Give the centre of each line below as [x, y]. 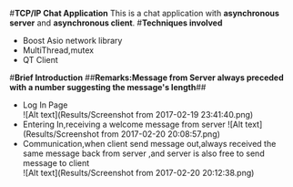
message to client [56, 163]
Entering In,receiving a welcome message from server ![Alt [133, 124]
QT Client [40, 60]
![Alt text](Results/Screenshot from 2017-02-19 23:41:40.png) [138, 114]
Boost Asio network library [72, 41]
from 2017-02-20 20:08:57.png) [161, 134]
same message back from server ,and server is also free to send [144, 153]
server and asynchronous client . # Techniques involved [116, 23]
